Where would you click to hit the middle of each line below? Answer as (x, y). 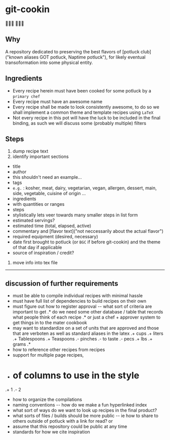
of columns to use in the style (76, 376)
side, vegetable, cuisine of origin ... (49, 194)
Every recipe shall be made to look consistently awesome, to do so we (86, 107)
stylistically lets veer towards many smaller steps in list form (75, 215)
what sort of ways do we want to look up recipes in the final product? (85, 411)
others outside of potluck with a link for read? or (62, 421)
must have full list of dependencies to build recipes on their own (79, 301)
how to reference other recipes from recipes (59, 350)
